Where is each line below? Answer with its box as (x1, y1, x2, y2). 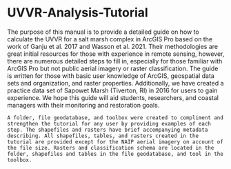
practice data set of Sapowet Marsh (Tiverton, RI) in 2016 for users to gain (7, 86, 218, 95)
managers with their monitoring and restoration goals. (7, 101, 160, 109)
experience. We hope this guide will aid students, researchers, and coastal (7, 93, 219, 101)
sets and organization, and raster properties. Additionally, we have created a (7, 79, 224, 87)
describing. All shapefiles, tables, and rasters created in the (7, 132, 199, 139)
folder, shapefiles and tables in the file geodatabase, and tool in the (7, 150, 224, 157)
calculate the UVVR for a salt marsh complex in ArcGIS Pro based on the (7, 34, 212, 43)
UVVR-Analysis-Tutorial (7, 5, 148, 21)
